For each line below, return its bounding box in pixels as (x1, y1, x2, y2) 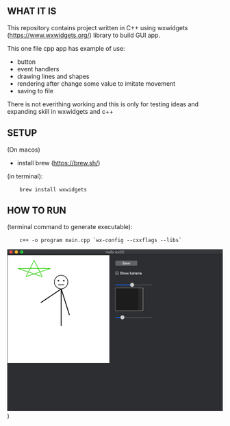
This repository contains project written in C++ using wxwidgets (7, 23, 188, 32)
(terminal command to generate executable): (7, 223, 133, 231)
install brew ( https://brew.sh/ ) (16, 158, 101, 167)
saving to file (16, 86, 53, 95)
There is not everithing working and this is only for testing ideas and (7, 99, 199, 108)
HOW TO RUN (7, 205, 66, 217)
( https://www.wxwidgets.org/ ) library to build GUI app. (7, 31, 161, 39)
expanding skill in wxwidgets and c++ (7, 107, 114, 115)
